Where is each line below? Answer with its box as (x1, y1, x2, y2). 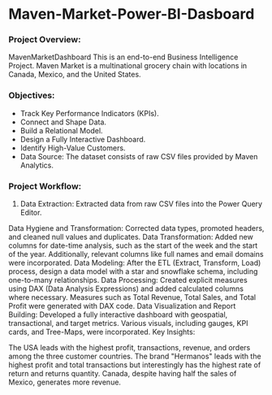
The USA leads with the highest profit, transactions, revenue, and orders (8, 343, 251, 353)
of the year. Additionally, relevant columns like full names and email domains (8, 250, 264, 259)
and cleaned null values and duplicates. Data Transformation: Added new (8, 232, 253, 242)
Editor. (19, 208, 42, 218)
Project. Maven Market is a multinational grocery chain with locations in (8, 61, 248, 71)
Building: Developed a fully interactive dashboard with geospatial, (8, 310, 228, 319)
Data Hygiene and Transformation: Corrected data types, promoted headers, (8, 224, 265, 233)
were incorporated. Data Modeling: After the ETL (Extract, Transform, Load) (8, 258, 261, 268)
